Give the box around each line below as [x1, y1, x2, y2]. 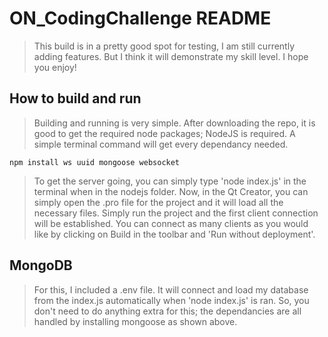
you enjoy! [33, 61, 77, 73]
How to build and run [9, 90, 142, 107]
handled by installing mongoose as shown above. [33, 315, 238, 327]
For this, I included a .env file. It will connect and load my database [33, 283, 309, 296]
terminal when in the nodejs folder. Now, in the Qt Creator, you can [33, 185, 309, 197]
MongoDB [9, 257, 73, 274]
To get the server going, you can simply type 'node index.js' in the [33, 175, 307, 187]
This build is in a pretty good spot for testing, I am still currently [33, 40, 296, 52]
